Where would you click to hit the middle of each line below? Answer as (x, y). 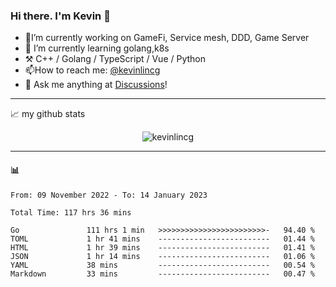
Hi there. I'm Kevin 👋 (60, 16)
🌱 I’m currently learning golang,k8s (97, 48)
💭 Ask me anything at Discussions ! (96, 85)
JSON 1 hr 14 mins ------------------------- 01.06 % (162, 256)
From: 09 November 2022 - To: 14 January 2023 (109, 195)
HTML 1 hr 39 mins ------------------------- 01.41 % (162, 247)
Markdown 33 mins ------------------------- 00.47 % (162, 274)
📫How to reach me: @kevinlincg (92, 70)
